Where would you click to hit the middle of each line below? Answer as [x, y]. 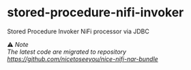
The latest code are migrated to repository [67, 52]
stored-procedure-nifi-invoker [95, 13]
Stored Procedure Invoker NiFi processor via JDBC [78, 31]
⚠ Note [18, 44]
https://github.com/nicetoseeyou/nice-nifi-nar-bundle [83, 58]
